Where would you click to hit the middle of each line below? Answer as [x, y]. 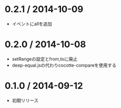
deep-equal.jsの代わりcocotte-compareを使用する [64, 65]
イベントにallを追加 [32, 24]
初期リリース [25, 100]
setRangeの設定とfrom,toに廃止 [45, 59]
